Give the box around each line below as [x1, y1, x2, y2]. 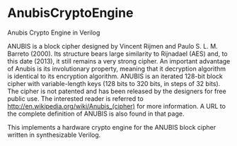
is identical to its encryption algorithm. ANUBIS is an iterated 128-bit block [7, 72, 223, 80]
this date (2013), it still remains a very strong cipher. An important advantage [7, 56, 231, 65]
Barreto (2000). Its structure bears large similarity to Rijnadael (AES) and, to [7, 49, 228, 58]
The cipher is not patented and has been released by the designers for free [7, 87, 226, 95]
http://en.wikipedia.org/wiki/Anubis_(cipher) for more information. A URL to [7, 102, 226, 110]
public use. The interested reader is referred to [7, 94, 144, 103]
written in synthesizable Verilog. [7, 130, 101, 139]
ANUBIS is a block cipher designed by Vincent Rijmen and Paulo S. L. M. [7, 42, 218, 50]
